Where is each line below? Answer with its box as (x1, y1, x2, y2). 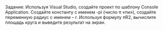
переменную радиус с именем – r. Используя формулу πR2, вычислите (5, 15, 156, 20)
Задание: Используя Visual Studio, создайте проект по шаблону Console (5, 4, 159, 10)
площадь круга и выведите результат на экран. (5, 19, 106, 25)
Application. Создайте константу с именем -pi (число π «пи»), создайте (5, 9, 157, 15)
